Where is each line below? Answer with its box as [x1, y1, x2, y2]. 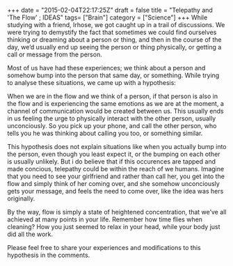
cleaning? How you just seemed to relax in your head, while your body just [7, 223, 220, 230]
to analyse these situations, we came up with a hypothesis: [7, 79, 176, 86]
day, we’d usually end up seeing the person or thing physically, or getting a [7, 43, 222, 51]
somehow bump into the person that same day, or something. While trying [7, 71, 220, 79]
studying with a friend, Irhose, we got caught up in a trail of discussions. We [7, 21, 225, 29]
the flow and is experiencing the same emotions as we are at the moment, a [7, 100, 225, 107]
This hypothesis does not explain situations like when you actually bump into [7, 143, 227, 150]
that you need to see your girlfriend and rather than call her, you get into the [7, 172, 225, 180]
